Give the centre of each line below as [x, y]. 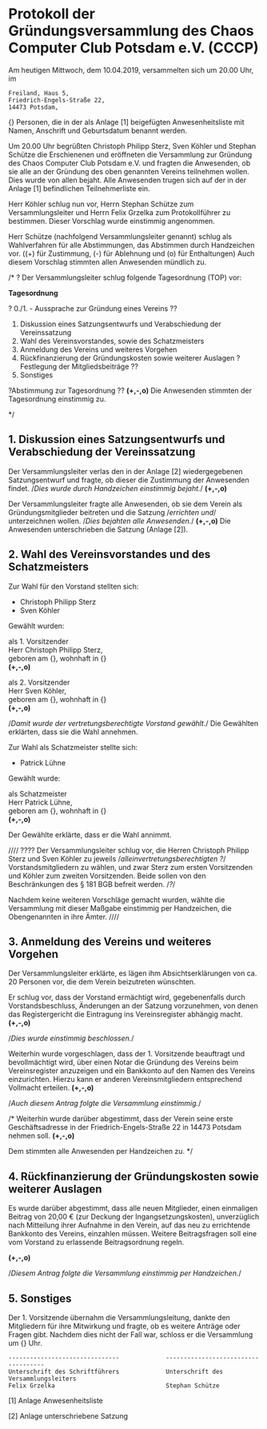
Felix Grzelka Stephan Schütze [114, 1386]
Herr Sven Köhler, [37, 691]
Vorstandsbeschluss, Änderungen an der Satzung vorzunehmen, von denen [133, 1006]
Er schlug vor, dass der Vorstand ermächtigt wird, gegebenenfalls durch [127, 997]
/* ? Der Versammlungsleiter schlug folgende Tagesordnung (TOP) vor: [125, 277]
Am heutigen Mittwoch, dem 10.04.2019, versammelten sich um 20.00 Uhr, [131, 70]
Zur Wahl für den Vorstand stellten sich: [74, 586]
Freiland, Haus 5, [39, 93]
